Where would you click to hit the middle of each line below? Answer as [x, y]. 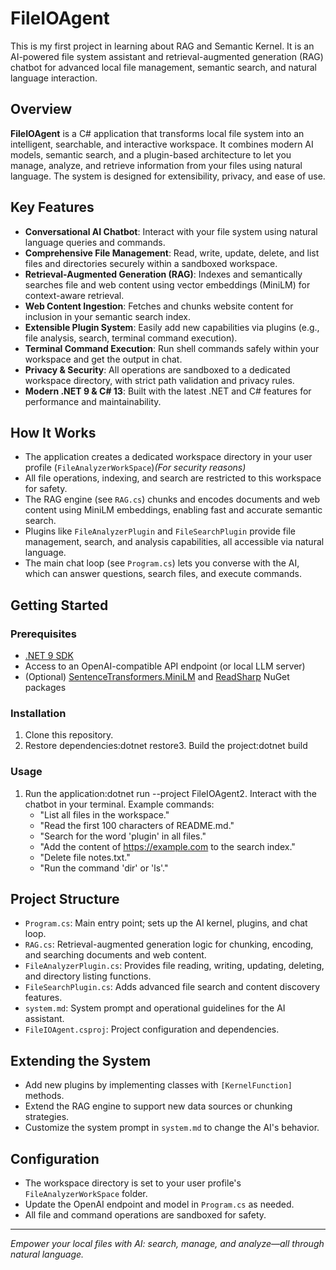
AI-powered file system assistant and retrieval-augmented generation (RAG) [167, 56]
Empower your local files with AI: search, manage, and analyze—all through [167, 1244]
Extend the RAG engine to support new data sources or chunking [158, 1106]
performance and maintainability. [93, 401]
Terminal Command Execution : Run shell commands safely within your [172, 348]
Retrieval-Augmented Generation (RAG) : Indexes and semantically [163, 274]
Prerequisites [43, 634]
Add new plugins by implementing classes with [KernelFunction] [158, 1085]
